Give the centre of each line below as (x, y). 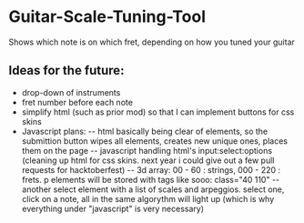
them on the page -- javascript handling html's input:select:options (147, 150)
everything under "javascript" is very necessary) (113, 208)
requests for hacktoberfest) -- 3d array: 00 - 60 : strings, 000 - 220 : (151, 169)
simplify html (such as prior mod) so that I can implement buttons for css (158, 112)
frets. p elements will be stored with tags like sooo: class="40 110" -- (151, 179)
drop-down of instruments (71, 92)
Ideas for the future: (66, 71)
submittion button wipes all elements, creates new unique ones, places (155, 141)
